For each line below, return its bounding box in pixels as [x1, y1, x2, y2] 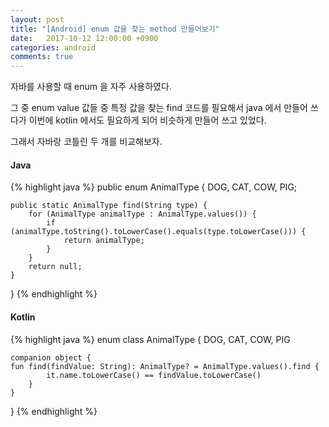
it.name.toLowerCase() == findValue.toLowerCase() [46, 370, 262, 380]
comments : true [10, 52, 74, 62]
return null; [28, 262, 83, 272]
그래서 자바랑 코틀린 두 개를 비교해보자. [10, 136, 163, 148]
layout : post [10, 14, 65, 25]
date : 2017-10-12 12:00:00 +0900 [10, 33, 159, 43]
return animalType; [63, 236, 145, 246]
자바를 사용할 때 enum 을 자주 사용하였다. [10, 81, 172, 93]
